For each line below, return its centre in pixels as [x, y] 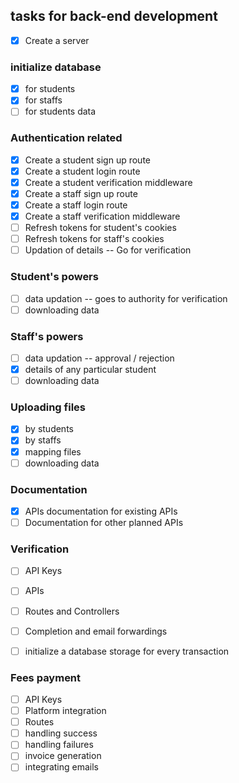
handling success [61, 733]
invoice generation [63, 756]
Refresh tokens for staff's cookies [94, 239]
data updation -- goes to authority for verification [126, 298]
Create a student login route [82, 171]
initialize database [56, 67]
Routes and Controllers [72, 611]
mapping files [53, 451]
